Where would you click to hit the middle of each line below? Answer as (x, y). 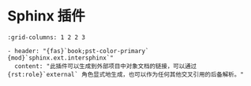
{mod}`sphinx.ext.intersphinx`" (60, 58)
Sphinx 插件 (47, 16)
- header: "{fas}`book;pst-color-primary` (78, 51)
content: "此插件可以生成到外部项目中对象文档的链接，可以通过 (106, 66)
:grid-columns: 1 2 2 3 (47, 37)
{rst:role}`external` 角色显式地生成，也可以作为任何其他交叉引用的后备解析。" (126, 74)
